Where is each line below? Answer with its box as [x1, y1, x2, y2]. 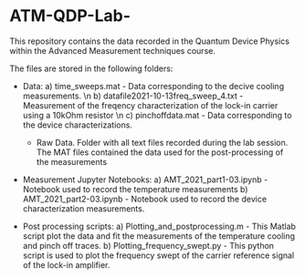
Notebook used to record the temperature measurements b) [22, 183, 248, 194]
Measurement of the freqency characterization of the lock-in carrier [22, 99, 279, 110]
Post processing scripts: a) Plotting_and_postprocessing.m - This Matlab [22, 221, 297, 232]
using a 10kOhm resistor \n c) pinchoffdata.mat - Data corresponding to [22, 109, 292, 120]
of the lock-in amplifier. [22, 259, 110, 270]
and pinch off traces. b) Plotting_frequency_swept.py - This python [22, 240, 275, 251]
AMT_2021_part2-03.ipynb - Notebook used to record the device [22, 193, 268, 204]
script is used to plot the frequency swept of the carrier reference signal [22, 250, 295, 261]
